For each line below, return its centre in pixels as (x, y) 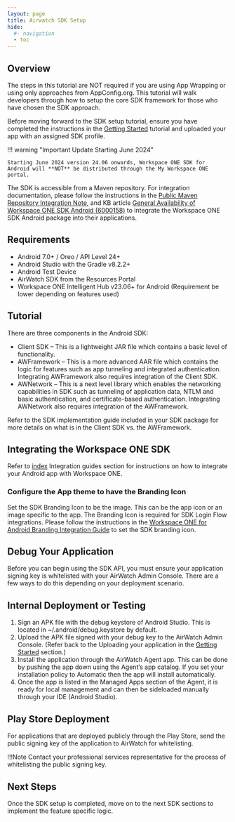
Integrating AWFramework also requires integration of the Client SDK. (117, 376)
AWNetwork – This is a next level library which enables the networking (119, 384)
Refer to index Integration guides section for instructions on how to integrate (117, 466)
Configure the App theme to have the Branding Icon (97, 492)
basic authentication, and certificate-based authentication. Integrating (119, 399)
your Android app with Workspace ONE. (65, 474)
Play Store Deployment (59, 719)
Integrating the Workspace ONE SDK (89, 449)
